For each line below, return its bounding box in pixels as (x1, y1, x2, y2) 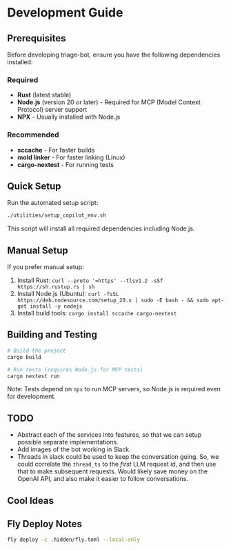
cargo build (7, 353, 41, 360)
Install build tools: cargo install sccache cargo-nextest (17, 309, 177, 317)
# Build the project (7, 347, 67, 354)
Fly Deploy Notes (7, 518, 83, 529)
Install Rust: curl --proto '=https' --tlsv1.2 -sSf (17, 276, 163, 284)
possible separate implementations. (17, 438, 119, 446)
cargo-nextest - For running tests (17, 160, 114, 168)
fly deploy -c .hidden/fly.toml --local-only (7, 536, 140, 543)
